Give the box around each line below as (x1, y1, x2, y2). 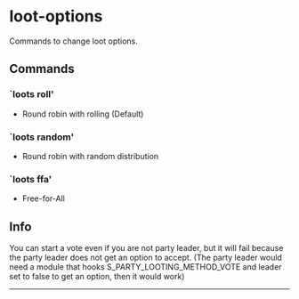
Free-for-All (21, 193, 65, 204)
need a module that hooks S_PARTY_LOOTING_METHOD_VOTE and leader (9, 262, 282, 272)
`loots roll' (9, 88, 55, 101)
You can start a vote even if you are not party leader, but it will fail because (9, 243, 284, 254)
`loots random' (9, 131, 74, 143)
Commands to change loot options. (9, 36, 138, 46)
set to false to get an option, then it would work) (9, 271, 185, 282)
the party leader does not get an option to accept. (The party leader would (9, 252, 283, 263)
